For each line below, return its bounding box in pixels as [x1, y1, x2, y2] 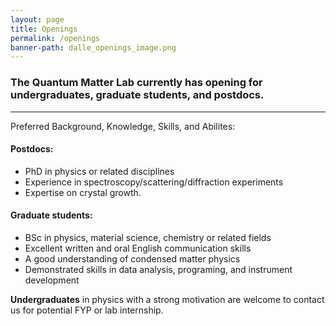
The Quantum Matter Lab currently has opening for [10, 76, 263, 90]
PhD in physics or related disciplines [24, 165, 175, 177]
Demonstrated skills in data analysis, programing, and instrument [24, 263, 293, 275]
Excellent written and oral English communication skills [24, 242, 252, 254]
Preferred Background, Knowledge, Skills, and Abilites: [10, 120, 236, 132]
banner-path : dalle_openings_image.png [10, 42, 177, 53]
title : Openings [10, 24, 78, 34]
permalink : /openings [10, 33, 101, 43]
